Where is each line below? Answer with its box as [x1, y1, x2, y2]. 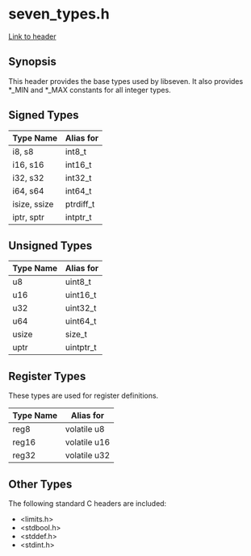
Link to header [8, 31, 56, 41]
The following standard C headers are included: [8, 499, 167, 508]
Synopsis [8, 55, 56, 69]
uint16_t [65, 290, 97, 301]
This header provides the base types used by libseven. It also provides [8, 76, 244, 86]
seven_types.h [8, 5, 111, 23]
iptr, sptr [12, 211, 45, 223]
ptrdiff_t [65, 199, 95, 210]
